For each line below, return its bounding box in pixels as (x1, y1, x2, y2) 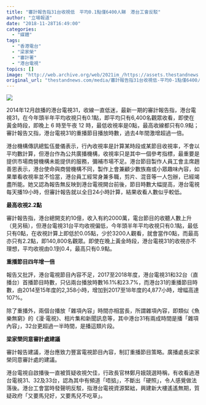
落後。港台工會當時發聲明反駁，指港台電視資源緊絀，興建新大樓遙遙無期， (6, 384, 194, 392)
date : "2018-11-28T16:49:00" (6, 20, 81, 26)
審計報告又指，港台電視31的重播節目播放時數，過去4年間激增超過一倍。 (6, 129, 188, 137)
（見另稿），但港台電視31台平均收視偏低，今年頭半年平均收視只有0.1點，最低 (6, 222, 199, 230)
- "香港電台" (12, 44, 42, 50)
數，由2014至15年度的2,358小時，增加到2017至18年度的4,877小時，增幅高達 (6, 286, 199, 294)
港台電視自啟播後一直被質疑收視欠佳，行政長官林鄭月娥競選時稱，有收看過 (6, 369, 194, 377)
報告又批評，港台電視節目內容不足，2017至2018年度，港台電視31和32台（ (6, 271, 193, 279)
